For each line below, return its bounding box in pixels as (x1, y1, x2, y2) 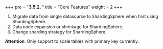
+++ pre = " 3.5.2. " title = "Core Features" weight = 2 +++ (5, 4, 123, 10)
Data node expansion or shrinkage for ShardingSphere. (12, 24, 124, 30)
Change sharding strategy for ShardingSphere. (12, 29, 107, 34)
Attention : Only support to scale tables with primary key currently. (5, 38, 139, 44)
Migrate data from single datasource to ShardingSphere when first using (12, 14, 158, 19)
